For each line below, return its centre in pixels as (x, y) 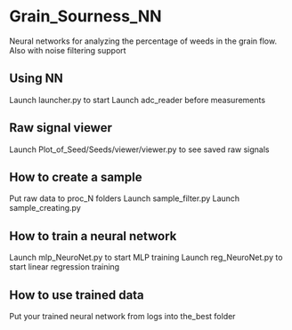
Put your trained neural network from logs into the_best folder (122, 316)
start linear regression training (65, 267)
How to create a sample (76, 177)
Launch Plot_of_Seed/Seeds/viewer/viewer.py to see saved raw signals (139, 149)
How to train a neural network (93, 236)
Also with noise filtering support (68, 50)
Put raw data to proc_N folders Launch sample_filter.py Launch (125, 198)
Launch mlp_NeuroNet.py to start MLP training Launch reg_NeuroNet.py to (146, 258)
